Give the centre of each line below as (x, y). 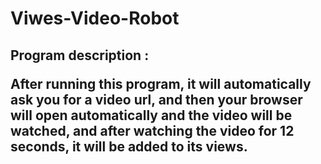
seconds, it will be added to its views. (129, 146)
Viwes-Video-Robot (95, 18)
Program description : (80, 55)
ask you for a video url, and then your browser (156, 99)
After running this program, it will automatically (161, 83)
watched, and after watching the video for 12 (152, 130)
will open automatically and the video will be (151, 115)
